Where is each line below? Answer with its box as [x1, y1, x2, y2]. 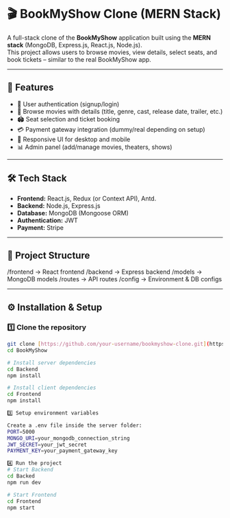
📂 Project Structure [7, 249, 90, 261]
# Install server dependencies [7, 359, 97, 366]
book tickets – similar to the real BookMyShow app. [7, 55, 152, 63]
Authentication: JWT [16, 216, 78, 224]
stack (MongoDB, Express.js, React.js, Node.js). [7, 40, 142, 49]
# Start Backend [7, 467, 53, 473]
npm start [7, 504, 36, 511]
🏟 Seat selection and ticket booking [16, 115, 120, 123]
